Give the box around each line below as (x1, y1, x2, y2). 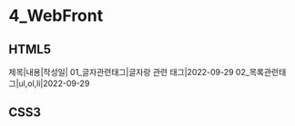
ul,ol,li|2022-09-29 (18, 78, 90, 89)
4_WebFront (8, 5, 104, 26)
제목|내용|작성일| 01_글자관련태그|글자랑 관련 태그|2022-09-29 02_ (8, 67, 249, 77)
